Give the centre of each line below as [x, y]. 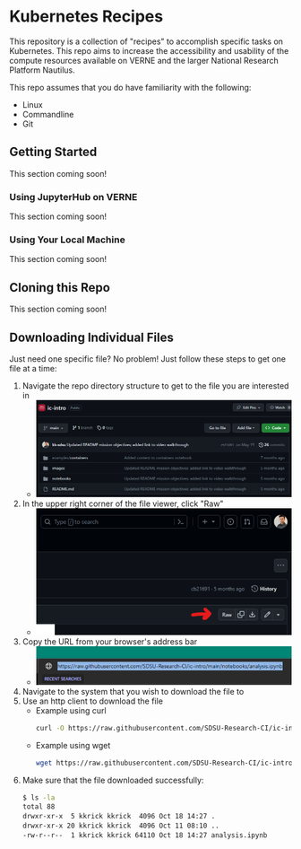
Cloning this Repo [60, 288]
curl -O [50, 728]
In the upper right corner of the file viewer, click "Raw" [123, 503]
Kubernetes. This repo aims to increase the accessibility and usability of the [149, 50]
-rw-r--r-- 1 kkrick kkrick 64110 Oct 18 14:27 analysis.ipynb [145, 836]
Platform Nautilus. [43, 70]
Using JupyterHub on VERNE [73, 197]
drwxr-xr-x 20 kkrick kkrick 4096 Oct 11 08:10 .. [120, 826]
